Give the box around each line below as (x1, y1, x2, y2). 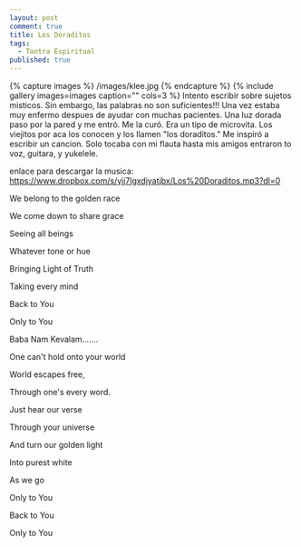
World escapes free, (9, 369, 86, 380)
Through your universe (9, 422, 95, 433)
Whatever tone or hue (9, 246, 91, 256)
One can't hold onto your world (9, 352, 126, 362)
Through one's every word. (9, 387, 112, 397)
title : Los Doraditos (9, 30, 92, 39)
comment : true (9, 22, 63, 31)
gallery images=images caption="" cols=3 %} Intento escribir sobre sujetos (9, 90, 292, 101)
